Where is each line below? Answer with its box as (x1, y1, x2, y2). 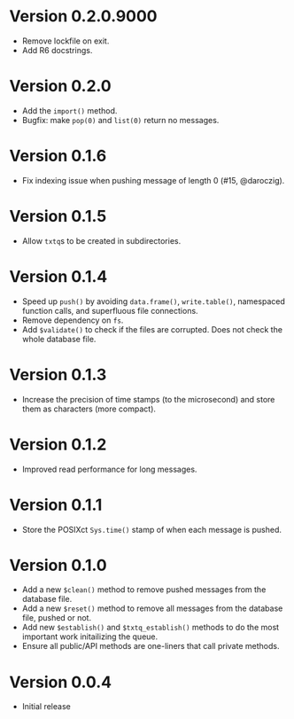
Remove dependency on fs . (21, 315, 124, 325)
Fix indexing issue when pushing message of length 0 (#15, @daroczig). (21, 175, 285, 185)
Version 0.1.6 (9, 146, 107, 166)
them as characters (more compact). (21, 403, 157, 414)
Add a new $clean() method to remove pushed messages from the (21, 584, 267, 595)
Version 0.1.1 (9, 495, 103, 515)
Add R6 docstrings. (21, 44, 93, 55)
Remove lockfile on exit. (21, 35, 110, 46)
